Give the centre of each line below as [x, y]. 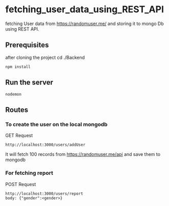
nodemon [14, 94]
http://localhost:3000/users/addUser [45, 145]
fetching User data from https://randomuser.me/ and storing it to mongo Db [85, 24]
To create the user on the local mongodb [56, 124]
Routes [17, 110]
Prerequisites [27, 45]
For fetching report [29, 173]
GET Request [19, 135]
